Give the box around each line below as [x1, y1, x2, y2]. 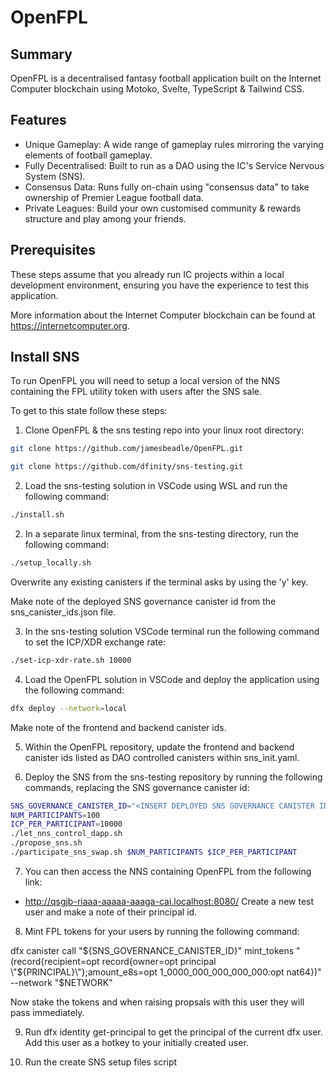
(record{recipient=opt [10, 955, 100, 967]
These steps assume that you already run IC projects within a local [10, 268, 285, 280]
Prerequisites [10, 242, 96, 259]
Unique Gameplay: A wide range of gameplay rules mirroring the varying [24, 138, 324, 150]
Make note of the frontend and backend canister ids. [10, 721, 227, 733]
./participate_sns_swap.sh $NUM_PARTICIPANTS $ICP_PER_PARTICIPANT [10, 847, 298, 858]
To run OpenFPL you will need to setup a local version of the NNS [10, 375, 281, 387]
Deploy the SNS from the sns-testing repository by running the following [24, 771, 323, 783]
